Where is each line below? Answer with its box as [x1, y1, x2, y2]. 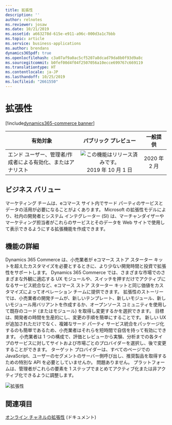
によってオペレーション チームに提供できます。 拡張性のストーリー [23, 288, 164, 295]
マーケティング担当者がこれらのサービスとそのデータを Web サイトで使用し [5, 219, 165, 225]
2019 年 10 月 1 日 [87, 166, 133, 173]
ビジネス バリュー [5, 185, 61, 194]
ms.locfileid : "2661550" [5, 79, 58, 84]
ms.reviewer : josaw [5, 22, 47, 27]
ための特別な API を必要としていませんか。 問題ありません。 [5, 359, 133, 365]
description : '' [5, 12, 40, 17]
